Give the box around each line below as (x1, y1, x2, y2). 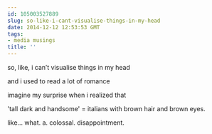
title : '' (7, 43, 37, 51)
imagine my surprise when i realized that (7, 91, 127, 99)
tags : (7, 30, 23, 38)
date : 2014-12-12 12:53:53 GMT (7, 24, 100, 31)
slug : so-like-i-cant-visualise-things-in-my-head (7, 17, 161, 24)
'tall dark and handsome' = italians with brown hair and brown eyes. (7, 105, 206, 113)
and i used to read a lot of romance (7, 77, 110, 86)
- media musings (7, 37, 55, 44)
